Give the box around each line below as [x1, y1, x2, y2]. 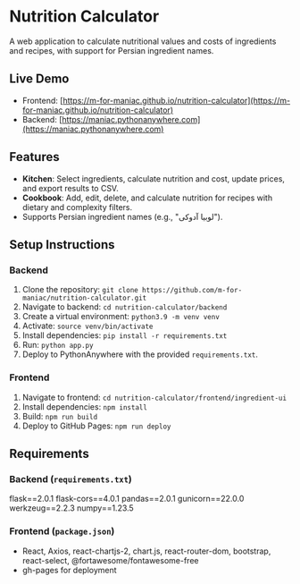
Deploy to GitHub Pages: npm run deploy [21, 420, 171, 431]
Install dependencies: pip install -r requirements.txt [21, 330, 228, 341]
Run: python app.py [21, 340, 94, 351]
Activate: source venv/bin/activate [21, 320, 154, 332]
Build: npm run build [21, 410, 98, 421]
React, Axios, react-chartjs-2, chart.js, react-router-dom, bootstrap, [21, 546, 271, 556]
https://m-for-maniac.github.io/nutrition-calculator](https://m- [62, 95, 291, 106]
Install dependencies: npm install [21, 401, 147, 412]
